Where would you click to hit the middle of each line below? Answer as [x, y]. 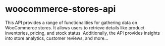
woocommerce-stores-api [60, 9]
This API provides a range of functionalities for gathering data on [71, 23]
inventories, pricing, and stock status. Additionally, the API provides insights [82, 33]
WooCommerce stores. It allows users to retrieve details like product [75, 27]
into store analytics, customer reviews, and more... [57, 38]
